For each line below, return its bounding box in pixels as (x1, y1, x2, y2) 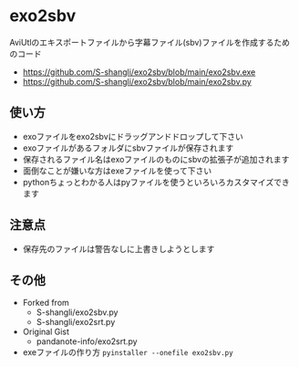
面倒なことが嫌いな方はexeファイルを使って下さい (22, 165, 212, 176)
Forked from (22, 298, 70, 309)
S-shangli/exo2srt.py (36, 317, 116, 328)
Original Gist (22, 326, 70, 338)
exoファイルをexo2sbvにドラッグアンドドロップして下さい (22, 131, 244, 142)
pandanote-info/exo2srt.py (36, 336, 139, 347)
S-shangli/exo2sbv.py (36, 307, 119, 318)
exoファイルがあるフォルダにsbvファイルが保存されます (22, 142, 234, 153)
